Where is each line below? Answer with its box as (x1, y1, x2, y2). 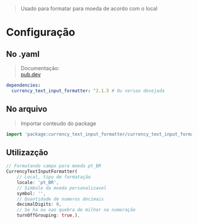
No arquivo (6, 104, 48, 114)
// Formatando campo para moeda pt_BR (6, 163, 101, 169)
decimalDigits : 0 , (16, 202, 62, 207)
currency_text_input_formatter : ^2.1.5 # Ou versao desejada (11, 88, 165, 94)
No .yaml (6, 49, 40, 59)
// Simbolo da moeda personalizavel (16, 185, 107, 191)
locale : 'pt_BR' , (16, 179, 60, 185)
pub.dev (20, 71, 41, 78)
